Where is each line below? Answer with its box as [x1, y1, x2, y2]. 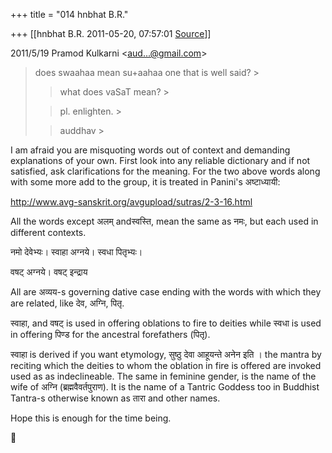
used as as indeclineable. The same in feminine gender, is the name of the [10, 370, 317, 382]
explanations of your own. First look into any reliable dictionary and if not [10, 155, 311, 166]
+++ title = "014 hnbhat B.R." [10, 9, 129, 20]
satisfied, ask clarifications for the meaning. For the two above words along [10, 165, 321, 177]
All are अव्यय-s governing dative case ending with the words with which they [10, 286, 322, 298]
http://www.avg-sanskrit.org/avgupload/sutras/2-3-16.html [10, 196, 253, 208]
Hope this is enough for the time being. [10, 412, 172, 424]
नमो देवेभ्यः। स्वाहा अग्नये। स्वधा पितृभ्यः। [10, 246, 143, 258]
